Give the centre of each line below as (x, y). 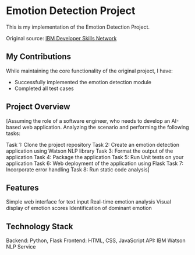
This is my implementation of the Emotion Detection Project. (78, 27)
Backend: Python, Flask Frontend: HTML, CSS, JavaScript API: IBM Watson (96, 240)
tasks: (13, 133)
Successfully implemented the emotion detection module (83, 82)
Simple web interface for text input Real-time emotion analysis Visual (89, 202)
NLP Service (21, 247)
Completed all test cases (44, 88)
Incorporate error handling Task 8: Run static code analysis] (78, 169)
